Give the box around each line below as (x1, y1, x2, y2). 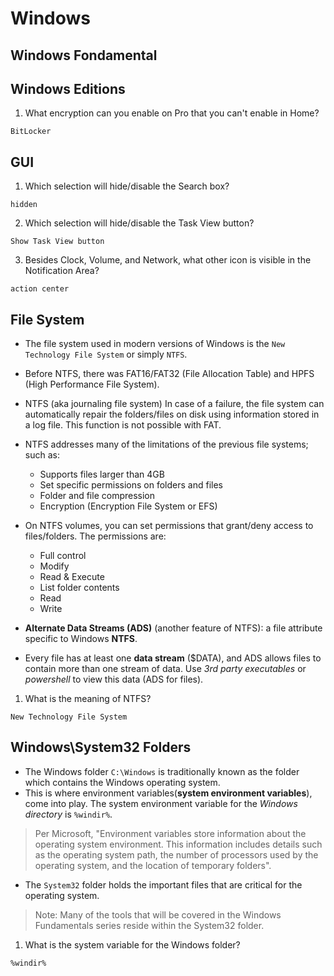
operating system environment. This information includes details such (34, 838, 323, 850)
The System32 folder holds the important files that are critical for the (24, 878, 303, 891)
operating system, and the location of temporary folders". (34, 859, 272, 871)
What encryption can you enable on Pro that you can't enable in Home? (24, 107, 320, 119)
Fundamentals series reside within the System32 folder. (34, 919, 265, 931)
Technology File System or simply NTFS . (24, 348, 188, 361)
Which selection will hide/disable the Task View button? (24, 217, 255, 229)
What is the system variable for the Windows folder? (24, 938, 241, 951)
